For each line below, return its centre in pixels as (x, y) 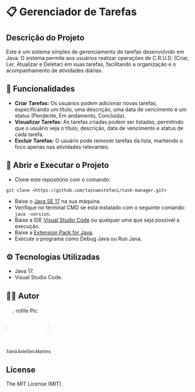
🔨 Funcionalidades (41, 89)
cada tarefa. (29, 134)
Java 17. (24, 271)
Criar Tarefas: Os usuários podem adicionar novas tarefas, (86, 103)
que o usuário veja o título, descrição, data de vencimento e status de (99, 128)
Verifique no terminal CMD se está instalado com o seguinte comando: (100, 207)
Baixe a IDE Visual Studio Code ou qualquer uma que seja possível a (97, 220)
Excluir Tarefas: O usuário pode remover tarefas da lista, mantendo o (99, 140)
